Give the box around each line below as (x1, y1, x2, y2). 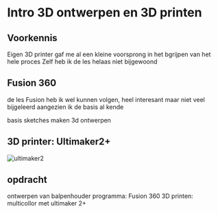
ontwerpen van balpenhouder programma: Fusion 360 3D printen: (7, 192, 193, 200)
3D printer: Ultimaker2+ (7, 136, 111, 148)
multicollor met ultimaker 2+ (7, 199, 87, 208)
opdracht (7, 174, 47, 186)
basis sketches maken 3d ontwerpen (7, 116, 112, 124)
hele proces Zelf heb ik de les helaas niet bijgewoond (7, 58, 158, 66)
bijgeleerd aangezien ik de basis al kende (7, 103, 124, 111)
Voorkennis (7, 32, 58, 44)
